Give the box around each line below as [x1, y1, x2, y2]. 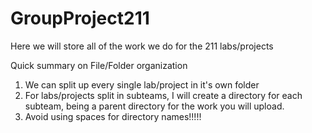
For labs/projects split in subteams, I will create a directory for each [24, 89, 303, 101]
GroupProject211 [10, 7, 150, 30]
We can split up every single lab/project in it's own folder [24, 78, 260, 91]
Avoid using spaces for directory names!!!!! [24, 110, 202, 122]
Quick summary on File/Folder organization [10, 59, 188, 71]
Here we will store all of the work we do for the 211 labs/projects [10, 40, 274, 52]
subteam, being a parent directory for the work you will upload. [24, 100, 285, 112]
